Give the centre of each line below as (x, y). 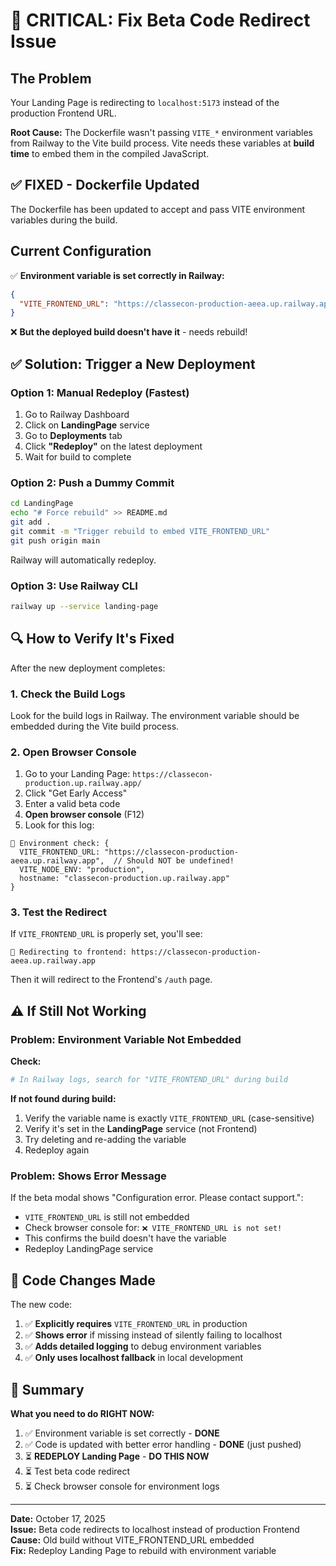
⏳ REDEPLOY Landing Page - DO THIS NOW (117, 1456)
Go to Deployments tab (73, 435)
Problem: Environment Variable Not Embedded (126, 1039)
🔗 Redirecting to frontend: (69, 952)
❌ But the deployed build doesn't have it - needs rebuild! (129, 332)
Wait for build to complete (78, 456)
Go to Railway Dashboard (77, 414)
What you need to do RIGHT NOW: (82, 1413)
